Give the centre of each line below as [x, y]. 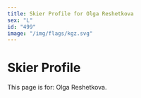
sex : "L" [20, 20]
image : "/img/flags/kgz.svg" [50, 33]
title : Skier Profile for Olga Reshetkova [70, 14]
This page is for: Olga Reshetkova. [57, 87]
